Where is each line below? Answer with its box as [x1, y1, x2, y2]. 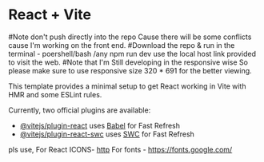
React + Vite [8, 6, 92, 24]
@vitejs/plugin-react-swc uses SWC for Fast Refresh [19, 129, 194, 139]
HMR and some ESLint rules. [8, 89, 102, 99]
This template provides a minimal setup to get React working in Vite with [8, 81, 246, 91]
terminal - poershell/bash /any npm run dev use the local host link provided [8, 49, 257, 58]
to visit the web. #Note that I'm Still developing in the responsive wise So [8, 57, 248, 67]
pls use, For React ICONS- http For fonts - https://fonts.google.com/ [8, 144, 233, 154]
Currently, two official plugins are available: [8, 105, 151, 115]
